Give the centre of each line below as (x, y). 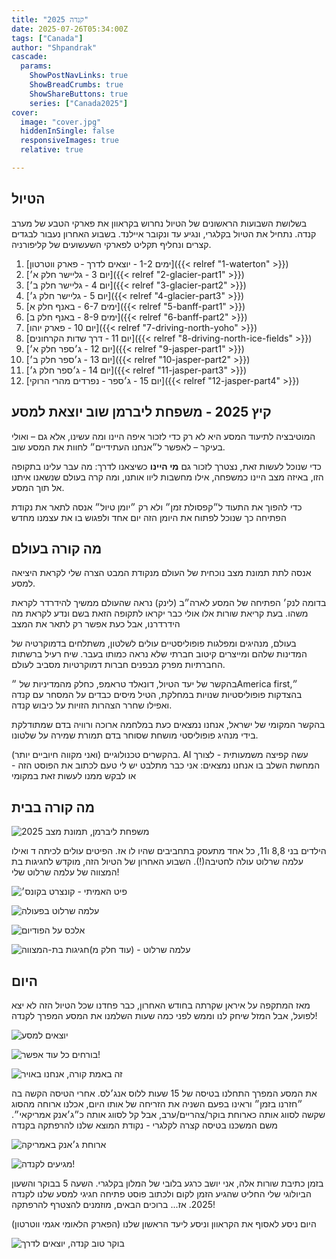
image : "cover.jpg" (61, 122)
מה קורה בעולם (57, 548)
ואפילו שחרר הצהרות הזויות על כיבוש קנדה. (92, 705)
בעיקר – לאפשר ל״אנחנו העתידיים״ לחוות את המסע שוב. (118, 447)
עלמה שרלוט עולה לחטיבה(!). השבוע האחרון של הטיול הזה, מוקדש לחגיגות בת (157, 862)
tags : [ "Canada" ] (47, 38)
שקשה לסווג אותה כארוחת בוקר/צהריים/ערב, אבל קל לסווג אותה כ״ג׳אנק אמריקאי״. (168, 1114)
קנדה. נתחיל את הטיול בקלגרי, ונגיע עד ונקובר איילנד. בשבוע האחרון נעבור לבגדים (164, 233)
